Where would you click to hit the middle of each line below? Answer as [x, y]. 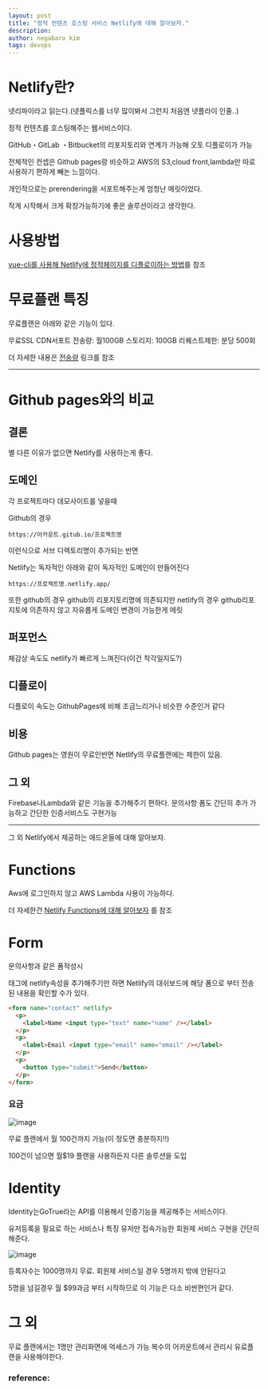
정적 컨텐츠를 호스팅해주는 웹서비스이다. [70, 128]
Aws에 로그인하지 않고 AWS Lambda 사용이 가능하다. [92, 893]
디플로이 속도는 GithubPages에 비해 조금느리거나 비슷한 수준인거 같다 [117, 706]
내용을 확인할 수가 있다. [53, 993]
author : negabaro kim [44, 38]
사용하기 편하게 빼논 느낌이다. [54, 172]
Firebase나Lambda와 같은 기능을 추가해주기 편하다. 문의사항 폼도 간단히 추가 [128, 803]
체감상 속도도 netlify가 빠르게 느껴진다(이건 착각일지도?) [95, 658]
